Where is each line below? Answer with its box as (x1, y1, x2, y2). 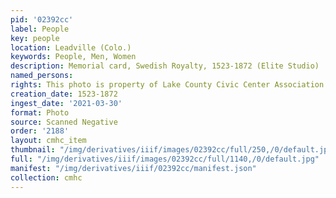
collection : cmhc (10, 172, 83, 183)
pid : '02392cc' (10, 14, 74, 25)
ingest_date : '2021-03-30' (10, 98, 123, 108)
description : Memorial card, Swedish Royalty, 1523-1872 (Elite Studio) (10, 61, 320, 71)
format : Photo (10, 107, 70, 118)
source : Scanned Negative (10, 117, 118, 127)
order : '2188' (10, 126, 70, 136)
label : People (10, 24, 70, 34)
